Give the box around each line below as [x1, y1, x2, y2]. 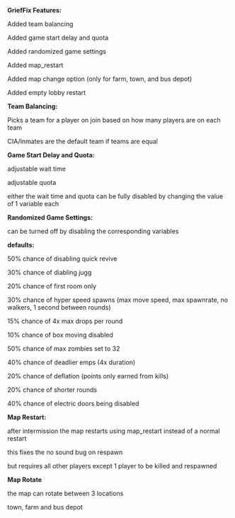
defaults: [7, 241, 35, 249]
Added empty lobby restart [7, 89, 86, 96]
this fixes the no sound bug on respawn [7, 448, 123, 456]
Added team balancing [7, 20, 74, 28]
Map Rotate [7, 475, 42, 484]
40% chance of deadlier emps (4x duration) [7, 358, 136, 366]
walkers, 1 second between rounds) [7, 303, 111, 311]
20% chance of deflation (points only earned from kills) [7, 372, 169, 380]
